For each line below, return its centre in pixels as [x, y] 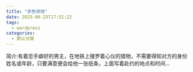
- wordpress [26, 28]
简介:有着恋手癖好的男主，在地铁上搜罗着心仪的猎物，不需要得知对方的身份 [97, 56]
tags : [13, 22]
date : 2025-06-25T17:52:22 [39, 17]
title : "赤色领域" [27, 11]
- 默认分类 [23, 39]
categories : [21, 33]
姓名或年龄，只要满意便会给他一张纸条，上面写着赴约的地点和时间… [88, 63]
